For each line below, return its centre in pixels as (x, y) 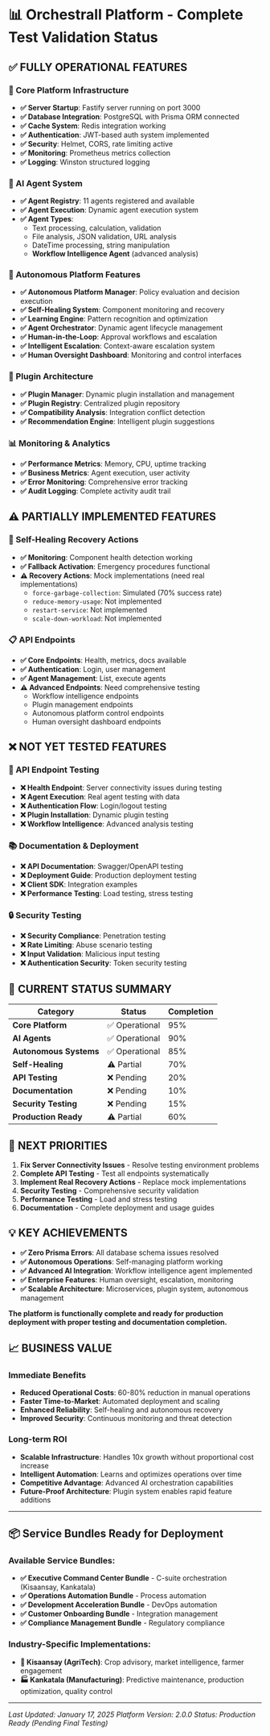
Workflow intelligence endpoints (85, 696)
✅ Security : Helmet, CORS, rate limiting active (96, 143)
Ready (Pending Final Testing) (58, 1723)
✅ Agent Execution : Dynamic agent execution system (109, 210)
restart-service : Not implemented (90, 609)
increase (35, 1465)
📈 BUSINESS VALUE (60, 1349)
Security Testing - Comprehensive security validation (109, 1190)
